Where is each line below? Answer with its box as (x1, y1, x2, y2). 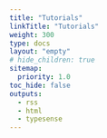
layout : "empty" (9, 47, 71, 56)
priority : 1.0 (17, 73, 71, 82)
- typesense (17, 114, 63, 123)
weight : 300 (9, 30, 54, 39)
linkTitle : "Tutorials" (9, 22, 100, 31)
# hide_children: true (9, 55, 95, 64)
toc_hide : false (9, 81, 71, 90)
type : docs (9, 38, 51, 48)
